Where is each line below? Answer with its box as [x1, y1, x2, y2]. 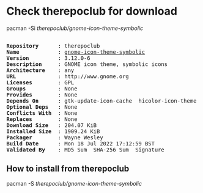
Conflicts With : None [6, 109, 78, 117]
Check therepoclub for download [6, 4, 177, 18]
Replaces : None [6, 115, 78, 123]
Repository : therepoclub [6, 42, 100, 49]
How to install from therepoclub [6, 164, 130, 174]
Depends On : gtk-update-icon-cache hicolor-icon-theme [6, 97, 197, 104]
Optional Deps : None [6, 103, 78, 111]
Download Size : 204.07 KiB [6, 122, 97, 129]
